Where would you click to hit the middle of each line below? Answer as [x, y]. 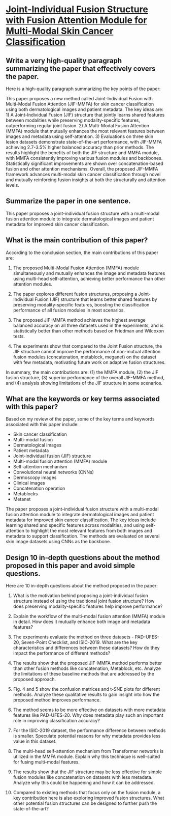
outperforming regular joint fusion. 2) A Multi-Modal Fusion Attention [77, 125]
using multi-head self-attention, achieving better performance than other [89, 278]
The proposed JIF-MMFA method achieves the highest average [79, 320]
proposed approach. [35, 679]
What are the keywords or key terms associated [83, 399]
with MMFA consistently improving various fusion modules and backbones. [84, 158]
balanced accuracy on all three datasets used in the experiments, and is [88, 325]
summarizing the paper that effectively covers [81, 68]
